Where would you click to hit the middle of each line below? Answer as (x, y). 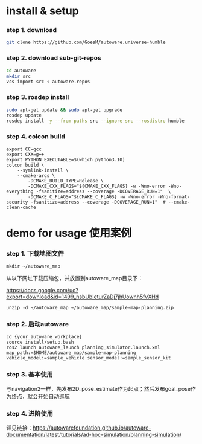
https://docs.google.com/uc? (42, 290)
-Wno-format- (173, 197)
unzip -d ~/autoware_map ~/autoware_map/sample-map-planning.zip (90, 307)
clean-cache (21, 207)
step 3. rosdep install (38, 97)
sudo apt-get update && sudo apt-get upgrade (64, 110)
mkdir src (19, 76)
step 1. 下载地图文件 (35, 253)
